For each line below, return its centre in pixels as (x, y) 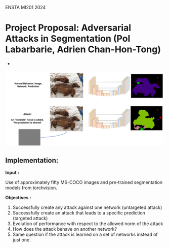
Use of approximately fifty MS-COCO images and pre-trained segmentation (84, 182)
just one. (22, 240)
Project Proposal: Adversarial (68, 28)
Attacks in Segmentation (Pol (68, 39)
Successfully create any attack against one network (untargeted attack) (87, 207)
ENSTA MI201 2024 (26, 7)
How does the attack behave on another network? (65, 229)
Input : (12, 172)
